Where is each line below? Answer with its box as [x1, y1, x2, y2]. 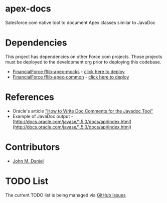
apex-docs [5, 3, 51, 14]
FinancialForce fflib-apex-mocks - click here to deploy [12, 68, 125, 74]
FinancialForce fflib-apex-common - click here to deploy [12, 73, 129, 80]
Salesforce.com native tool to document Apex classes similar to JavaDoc [5, 19, 156, 25]
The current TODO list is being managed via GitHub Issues [5, 192, 126, 198]
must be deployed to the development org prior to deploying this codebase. [5, 58, 161, 65]
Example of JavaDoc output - [12, 113, 74, 119]
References [5, 91, 54, 103]
